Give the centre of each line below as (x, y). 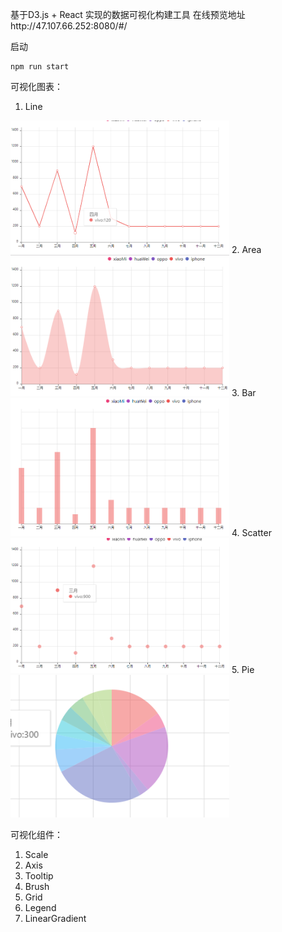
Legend (40, 907)
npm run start (40, 67)
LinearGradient (55, 918)
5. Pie (243, 669)
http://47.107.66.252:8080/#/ (69, 26)
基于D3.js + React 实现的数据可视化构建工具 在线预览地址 (128, 14)
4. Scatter (251, 533)
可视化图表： (36, 86)
